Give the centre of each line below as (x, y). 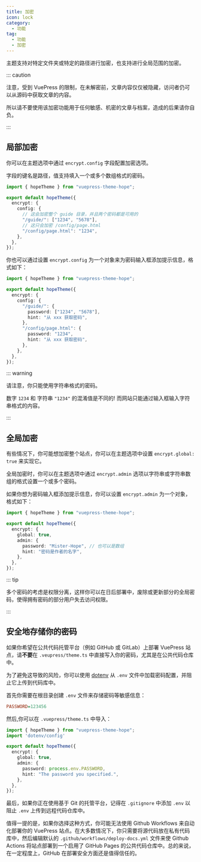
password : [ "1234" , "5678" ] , (64, 312)
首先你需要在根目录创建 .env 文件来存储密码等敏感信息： (76, 695)
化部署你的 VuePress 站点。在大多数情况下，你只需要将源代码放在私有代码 (98, 831)
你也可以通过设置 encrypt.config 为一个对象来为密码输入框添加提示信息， (97, 260)
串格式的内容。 (25, 406)
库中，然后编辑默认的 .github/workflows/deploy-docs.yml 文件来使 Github (98, 838)
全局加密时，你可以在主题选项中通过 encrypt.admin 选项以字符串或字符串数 (98, 474)
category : (19, 23)
